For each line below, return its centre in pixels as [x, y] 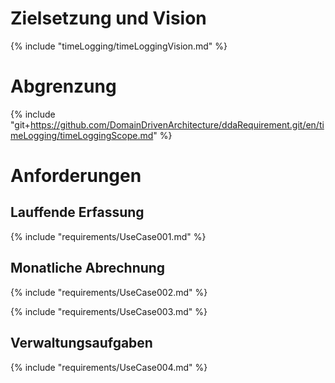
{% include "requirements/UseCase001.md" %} [108, 236]
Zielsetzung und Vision [108, 18]
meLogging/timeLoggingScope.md [82, 135]
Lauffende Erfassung [77, 212]
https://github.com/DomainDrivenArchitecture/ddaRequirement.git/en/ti [177, 124]
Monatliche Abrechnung [88, 268]
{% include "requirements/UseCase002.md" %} [109, 292]
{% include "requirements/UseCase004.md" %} [109, 367]
